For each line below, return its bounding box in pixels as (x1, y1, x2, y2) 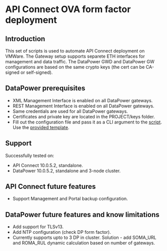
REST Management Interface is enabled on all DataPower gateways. (12, 103, 154, 109)
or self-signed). (20, 69, 53, 75)
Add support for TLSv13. (12, 224, 64, 230)
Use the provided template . (12, 124, 70, 130)
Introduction (5, 34, 46, 43)
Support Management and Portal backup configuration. (12, 196, 128, 202)
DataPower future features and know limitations (5, 210, 160, 219)
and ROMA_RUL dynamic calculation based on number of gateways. (12, 240, 155, 246)
